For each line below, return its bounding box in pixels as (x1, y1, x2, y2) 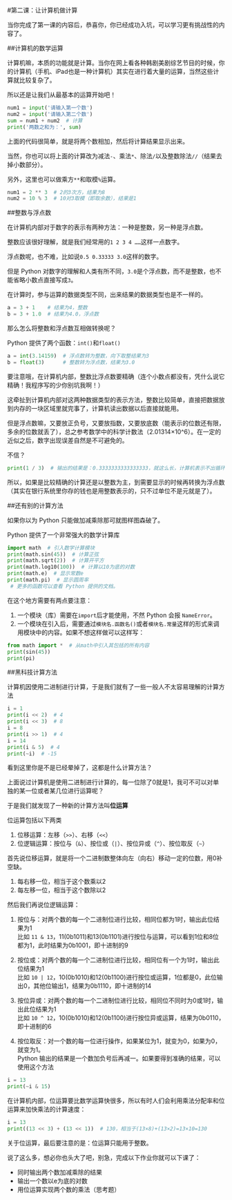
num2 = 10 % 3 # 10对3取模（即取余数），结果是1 (7, 195, 137, 202)
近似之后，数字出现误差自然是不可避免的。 (7, 436, 128, 444)
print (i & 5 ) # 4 (7, 744, 60, 751)
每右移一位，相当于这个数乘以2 (17, 878, 106, 886)
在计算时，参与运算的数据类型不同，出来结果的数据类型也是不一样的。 (7, 291, 207, 299)
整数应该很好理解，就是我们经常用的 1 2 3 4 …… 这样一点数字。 (7, 238, 184, 246)
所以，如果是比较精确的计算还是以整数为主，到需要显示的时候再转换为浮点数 (7, 478, 225, 486)
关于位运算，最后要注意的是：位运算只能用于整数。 (7, 1139, 153, 1147)
